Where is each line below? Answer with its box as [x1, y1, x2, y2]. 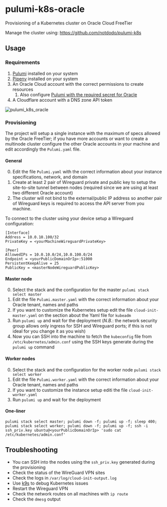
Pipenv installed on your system [12, 76, 78, 82]
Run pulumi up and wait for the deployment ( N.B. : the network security [12, 318, 158, 324]
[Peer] [5, 248, 19, 253]
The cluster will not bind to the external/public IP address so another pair [12, 195, 163, 201]
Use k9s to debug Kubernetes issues [12, 480, 89, 486]
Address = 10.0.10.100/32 [5, 235, 59, 240]
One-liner [5, 408, 26, 414]
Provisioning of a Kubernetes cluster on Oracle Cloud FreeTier [5, 20, 133, 26]
